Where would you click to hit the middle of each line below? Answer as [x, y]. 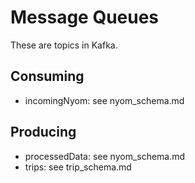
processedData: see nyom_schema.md [105, 156]
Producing [43, 132]
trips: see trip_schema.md [78, 167]
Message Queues [85, 17]
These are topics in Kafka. [64, 45]
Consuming [47, 76]
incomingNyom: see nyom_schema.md [104, 100]
